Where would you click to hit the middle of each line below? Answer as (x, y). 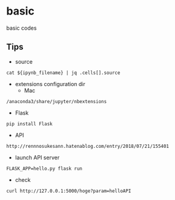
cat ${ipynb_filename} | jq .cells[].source (63, 73)
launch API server (37, 157)
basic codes (21, 28)
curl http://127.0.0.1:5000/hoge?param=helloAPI (69, 191)
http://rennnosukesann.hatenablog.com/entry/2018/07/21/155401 (88, 146)
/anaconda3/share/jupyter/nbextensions (57, 101)
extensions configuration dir (50, 84)
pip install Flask (29, 124)
